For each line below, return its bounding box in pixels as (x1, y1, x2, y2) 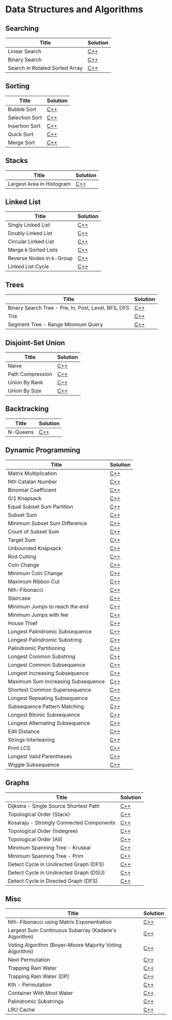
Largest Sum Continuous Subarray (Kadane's (8, 927, 117, 934)
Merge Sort (8, 139, 35, 146)
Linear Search (8, 48, 42, 55)
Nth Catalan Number (8, 478, 57, 485)
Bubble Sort (8, 106, 37, 113)
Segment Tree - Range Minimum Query (8, 321, 103, 328)
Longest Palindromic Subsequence (8, 628, 92, 635)
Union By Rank (8, 379, 44, 386)
